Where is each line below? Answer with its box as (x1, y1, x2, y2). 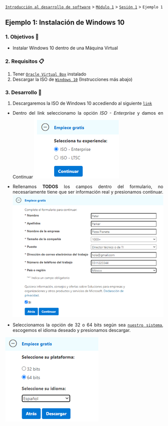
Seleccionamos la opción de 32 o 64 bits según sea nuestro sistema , (12, 322, 163, 328)
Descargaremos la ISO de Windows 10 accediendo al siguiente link (12, 100, 152, 107)
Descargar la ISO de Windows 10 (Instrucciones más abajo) (12, 76, 133, 82)
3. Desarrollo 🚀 (5, 89, 42, 96)
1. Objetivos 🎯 (5, 33, 39, 40)
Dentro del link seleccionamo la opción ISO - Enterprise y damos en (12, 110, 163, 116)
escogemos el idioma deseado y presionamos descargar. (12, 327, 131, 333)
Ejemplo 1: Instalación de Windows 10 (5, 18, 125, 27)
